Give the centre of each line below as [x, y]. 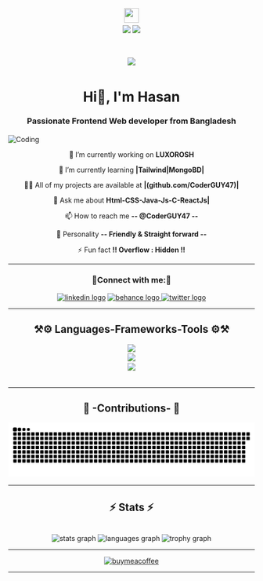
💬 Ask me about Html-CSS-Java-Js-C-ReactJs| [131, 200]
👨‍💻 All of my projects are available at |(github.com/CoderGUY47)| [131, 185]
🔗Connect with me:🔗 [131, 280]
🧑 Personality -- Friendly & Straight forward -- [131, 234]
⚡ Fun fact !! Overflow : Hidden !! [131, 250]
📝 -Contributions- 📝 [131, 409]
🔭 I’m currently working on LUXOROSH [131, 154]
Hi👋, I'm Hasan [131, 97]
